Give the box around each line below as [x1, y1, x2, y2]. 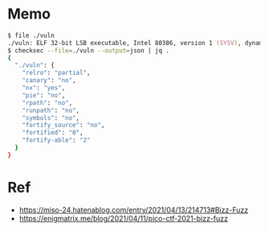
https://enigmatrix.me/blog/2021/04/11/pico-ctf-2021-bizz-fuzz [18, 213, 228, 223]
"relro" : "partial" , [22, 69, 91, 77]
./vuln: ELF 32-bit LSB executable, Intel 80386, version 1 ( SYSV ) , [7, 39, 242, 47]
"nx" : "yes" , [22, 84, 66, 93]
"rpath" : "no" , [22, 98, 73, 107]
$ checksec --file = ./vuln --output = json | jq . [7, 46, 170, 55]
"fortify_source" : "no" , [22, 122, 105, 130]
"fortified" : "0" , [22, 129, 84, 137]
